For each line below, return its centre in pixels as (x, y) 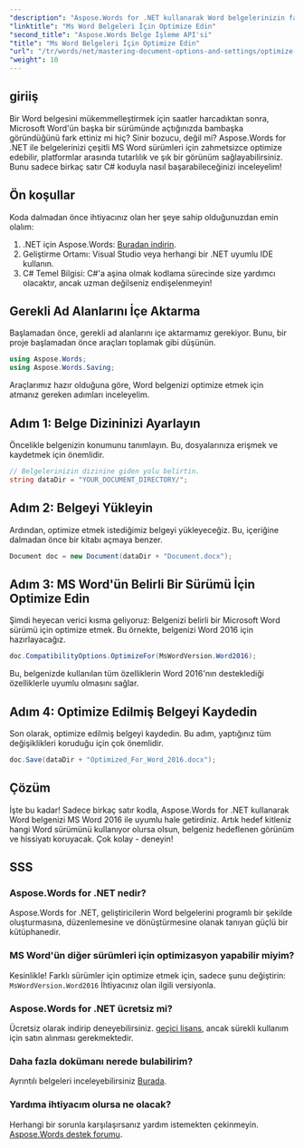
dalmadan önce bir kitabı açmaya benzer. (86, 540)
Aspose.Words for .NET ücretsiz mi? (91, 1008)
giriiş (24, 97)
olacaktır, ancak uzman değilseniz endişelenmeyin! (117, 283)
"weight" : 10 (34, 60)
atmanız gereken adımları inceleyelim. (80, 394)
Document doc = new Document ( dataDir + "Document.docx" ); (121, 556)
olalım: (22, 227)
